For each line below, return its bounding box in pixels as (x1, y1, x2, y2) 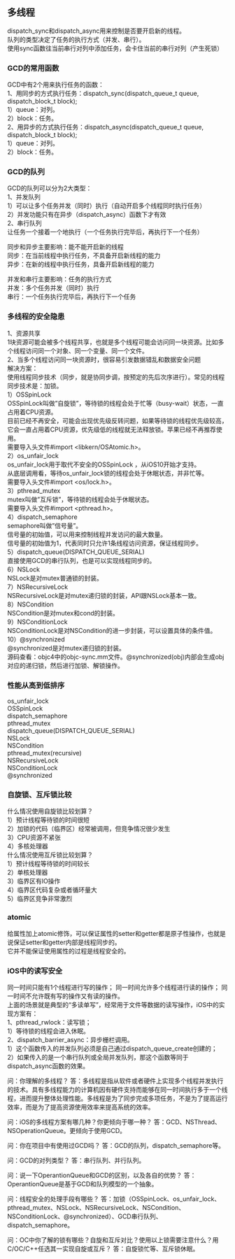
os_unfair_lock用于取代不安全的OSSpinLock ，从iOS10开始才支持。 (7, 460, 201, 469)
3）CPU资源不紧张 (7, 833, 62, 841)
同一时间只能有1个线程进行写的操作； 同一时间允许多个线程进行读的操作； (7, 983, 220, 991)
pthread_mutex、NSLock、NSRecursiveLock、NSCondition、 (7, 1203, 185, 1211)
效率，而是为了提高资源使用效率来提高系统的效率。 (7, 1102, 155, 1111)
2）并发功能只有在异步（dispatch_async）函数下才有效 (7, 211, 166, 219)
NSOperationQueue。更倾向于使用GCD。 (7, 1126, 127, 1134)
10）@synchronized (7, 635, 65, 643)
